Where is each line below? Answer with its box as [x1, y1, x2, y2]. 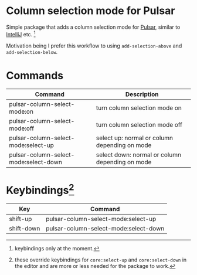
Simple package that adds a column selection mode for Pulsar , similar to [6, 23, 181, 30]
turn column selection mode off [96, 120, 183, 128]
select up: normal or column [96, 134, 173, 142]
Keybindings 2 [6, 181, 74, 197]
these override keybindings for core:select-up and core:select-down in [14, 256, 187, 263]
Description [125, 90, 159, 98]
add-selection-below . [6, 48, 58, 55]
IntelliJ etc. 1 [6, 29, 36, 38]
